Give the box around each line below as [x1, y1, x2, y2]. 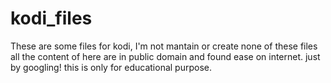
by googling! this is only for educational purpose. [10, 61, 212, 73]
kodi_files [10, 7, 93, 30]
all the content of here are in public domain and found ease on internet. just [10, 50, 321, 62]
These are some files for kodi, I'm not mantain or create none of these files [10, 40, 318, 52]
